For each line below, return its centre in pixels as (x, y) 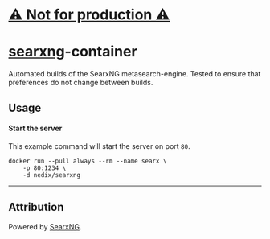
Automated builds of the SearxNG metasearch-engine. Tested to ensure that (135, 74)
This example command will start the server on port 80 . (99, 146)
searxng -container (73, 52)
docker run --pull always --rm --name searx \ (88, 161)
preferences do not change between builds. (81, 83)
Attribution (36, 207)
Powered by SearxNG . (45, 226)
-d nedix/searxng (52, 175)
